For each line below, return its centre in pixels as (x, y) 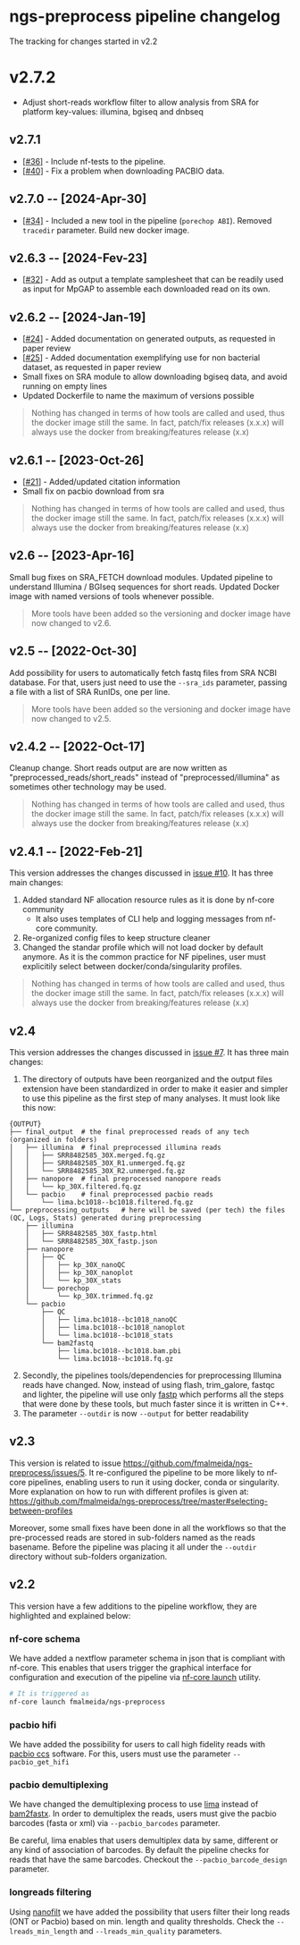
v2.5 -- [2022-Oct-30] (73, 651)
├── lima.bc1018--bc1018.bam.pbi (119, 1351)
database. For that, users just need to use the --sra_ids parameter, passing (148, 682)
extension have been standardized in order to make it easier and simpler (155, 1089)
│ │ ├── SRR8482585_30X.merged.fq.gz (87, 1155)
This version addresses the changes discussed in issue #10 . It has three (142, 873)
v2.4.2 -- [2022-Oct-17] (77, 746)
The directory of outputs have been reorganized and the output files (147, 1079)
